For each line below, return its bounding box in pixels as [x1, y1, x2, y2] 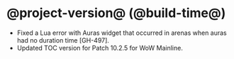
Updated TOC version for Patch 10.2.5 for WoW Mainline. [16, 43, 184, 52]
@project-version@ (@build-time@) [6, 5, 226, 21]
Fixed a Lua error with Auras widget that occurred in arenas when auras [16, 28, 228, 37]
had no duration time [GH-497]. [16, 36, 109, 44]
